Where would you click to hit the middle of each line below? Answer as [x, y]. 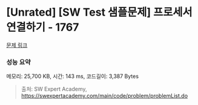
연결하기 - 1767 [43, 27]
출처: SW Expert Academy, [54, 89]
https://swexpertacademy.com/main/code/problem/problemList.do [104, 96]
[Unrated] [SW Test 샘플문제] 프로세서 [99, 12]
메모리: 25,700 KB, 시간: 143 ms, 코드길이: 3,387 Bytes [73, 76]
